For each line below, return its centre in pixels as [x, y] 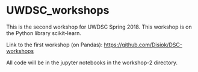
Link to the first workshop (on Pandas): [54, 45]
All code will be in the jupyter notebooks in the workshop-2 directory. [92, 62]
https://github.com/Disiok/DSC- [143, 45]
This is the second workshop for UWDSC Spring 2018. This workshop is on [99, 27]
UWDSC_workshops [58, 10]
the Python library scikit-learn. [44, 33]
